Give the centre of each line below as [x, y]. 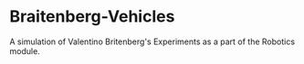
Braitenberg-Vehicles [92, 17]
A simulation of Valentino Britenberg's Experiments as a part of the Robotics [152, 41]
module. [25, 50]
